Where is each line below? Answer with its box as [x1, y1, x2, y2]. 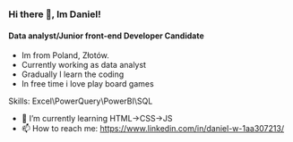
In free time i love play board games [21, 79, 154, 89]
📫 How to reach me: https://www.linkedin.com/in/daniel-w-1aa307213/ [21, 123, 284, 134]
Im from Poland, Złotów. [21, 50, 109, 61]
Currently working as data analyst [21, 60, 147, 71]
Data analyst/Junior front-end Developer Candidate [8, 30, 204, 41]
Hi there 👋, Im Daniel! [8, 8, 101, 21]
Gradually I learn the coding [21, 69, 125, 79]
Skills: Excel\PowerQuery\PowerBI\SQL [8, 96, 153, 106]
